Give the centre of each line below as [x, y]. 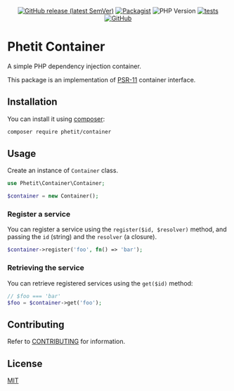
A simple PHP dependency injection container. [74, 66]
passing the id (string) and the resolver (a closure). [82, 237]
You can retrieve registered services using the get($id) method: [100, 283]
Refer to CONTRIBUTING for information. [66, 342]
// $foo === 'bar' [34, 296]
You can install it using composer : [56, 119]
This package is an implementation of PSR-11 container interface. [102, 79]
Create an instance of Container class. [63, 171]
